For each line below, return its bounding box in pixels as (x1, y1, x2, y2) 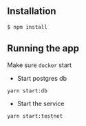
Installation (7, 5, 56, 17)
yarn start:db (7, 87, 48, 94)
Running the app (7, 42, 79, 54)
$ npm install (7, 23, 48, 30)
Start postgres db (17, 74, 67, 82)
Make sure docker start (7, 61, 72, 69)
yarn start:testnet (7, 112, 63, 119)
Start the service (17, 99, 65, 108)
